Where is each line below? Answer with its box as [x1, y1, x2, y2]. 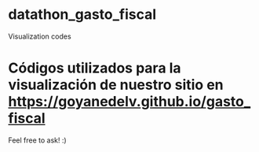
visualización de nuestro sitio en [8, 76, 224, 94]
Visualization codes [8, 32, 72, 41]
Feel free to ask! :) [8, 135, 67, 145]
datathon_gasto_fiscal [8, 6, 157, 24]
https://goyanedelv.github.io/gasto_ [8, 93, 251, 111]
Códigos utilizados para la [8, 59, 182, 77]
